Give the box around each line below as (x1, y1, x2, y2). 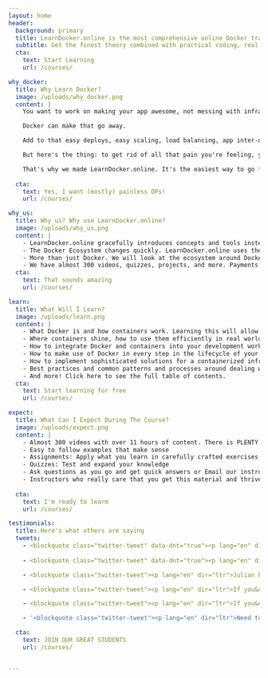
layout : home (8, 11, 52, 20)
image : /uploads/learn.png (15, 313, 105, 321)
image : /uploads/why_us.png (15, 224, 109, 232)
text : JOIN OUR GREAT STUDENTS (22, 636, 127, 644)
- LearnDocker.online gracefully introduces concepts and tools (22, 238, 241, 247)
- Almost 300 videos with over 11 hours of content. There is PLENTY (22, 438, 259, 447)
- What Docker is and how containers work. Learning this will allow (22, 328, 259, 336)
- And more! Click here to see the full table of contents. (22, 372, 227, 380)
